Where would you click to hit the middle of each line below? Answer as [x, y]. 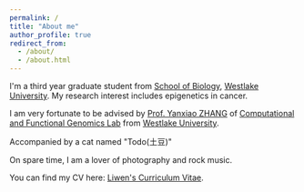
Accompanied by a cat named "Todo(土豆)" [91, 141]
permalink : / [34, 18]
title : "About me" [44, 26]
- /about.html [44, 60]
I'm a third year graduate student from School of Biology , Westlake [134, 86]
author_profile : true [51, 35]
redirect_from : [38, 43]
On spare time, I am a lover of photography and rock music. [121, 160]
